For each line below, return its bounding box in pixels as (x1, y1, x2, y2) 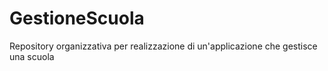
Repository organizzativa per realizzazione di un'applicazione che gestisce (9, 40, 318, 52)
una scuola (9, 50, 55, 62)
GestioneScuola (9, 7, 145, 30)
